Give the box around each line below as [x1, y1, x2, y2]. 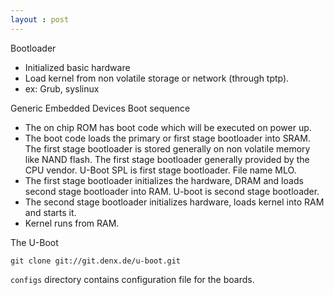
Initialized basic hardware [24, 61, 131, 73]
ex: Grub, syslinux [24, 82, 100, 95]
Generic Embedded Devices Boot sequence [10, 102, 191, 114]
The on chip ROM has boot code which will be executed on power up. [24, 121, 312, 133]
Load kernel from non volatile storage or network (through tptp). [24, 72, 290, 84]
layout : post [10, 14, 70, 25]
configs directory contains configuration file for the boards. [10, 273, 255, 285]
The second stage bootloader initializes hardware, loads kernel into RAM [24, 196, 325, 208]
